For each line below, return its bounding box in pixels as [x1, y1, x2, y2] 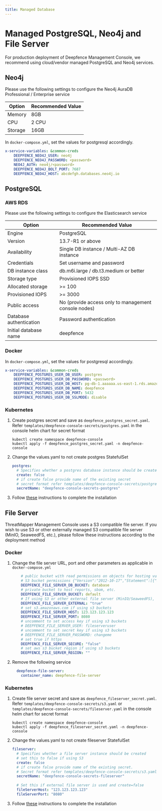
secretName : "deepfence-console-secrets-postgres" [16, 486, 121, 491]
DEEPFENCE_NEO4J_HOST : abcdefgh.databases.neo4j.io [13, 171, 120, 176]
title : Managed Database [5, 7, 55, 12]
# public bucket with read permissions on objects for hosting [21, 574, 150, 579]
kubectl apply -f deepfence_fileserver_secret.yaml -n [12, 725, 125, 730]
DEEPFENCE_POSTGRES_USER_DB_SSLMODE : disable [13, 395, 107, 400]
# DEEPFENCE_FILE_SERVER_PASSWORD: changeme [21, 632, 112, 637]
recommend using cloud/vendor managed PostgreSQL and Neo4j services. [5, 59, 154, 65]
